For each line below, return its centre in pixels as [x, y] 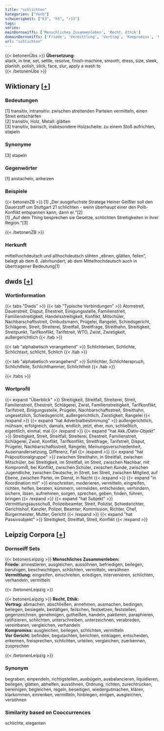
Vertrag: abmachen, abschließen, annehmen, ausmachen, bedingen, [74, 604]
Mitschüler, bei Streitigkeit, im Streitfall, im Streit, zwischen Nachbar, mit [77, 462]
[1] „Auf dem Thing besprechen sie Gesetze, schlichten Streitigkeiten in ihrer [82, 218]
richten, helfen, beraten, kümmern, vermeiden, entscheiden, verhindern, [78, 488]
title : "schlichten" [26, 10]
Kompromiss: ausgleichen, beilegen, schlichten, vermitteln [64, 631]
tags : [10, 23]
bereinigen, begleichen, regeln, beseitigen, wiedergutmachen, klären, [75, 689]
